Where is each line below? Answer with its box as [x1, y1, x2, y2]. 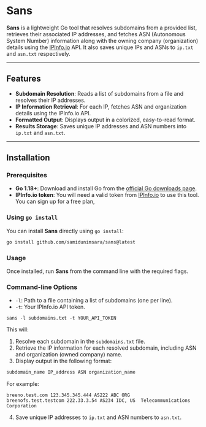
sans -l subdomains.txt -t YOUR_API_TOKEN [6, 315, 116, 321]
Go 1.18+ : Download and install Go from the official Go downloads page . [15, 185, 197, 192]
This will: [6, 326, 29, 333]
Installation [6, 153, 50, 163]
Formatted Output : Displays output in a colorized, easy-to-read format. [15, 116, 196, 123]
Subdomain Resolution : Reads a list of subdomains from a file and [15, 90, 184, 97]
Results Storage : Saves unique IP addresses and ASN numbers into [15, 122, 187, 129]
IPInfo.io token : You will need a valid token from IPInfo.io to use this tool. [15, 191, 199, 199]
